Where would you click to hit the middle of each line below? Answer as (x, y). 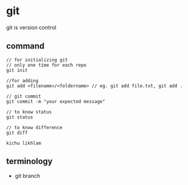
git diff (17, 133)
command (25, 46)
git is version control (31, 27)
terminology (29, 162)
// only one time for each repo (46, 65)
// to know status (29, 112)
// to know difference (34, 127)
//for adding (22, 81)
